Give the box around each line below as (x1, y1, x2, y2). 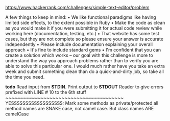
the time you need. (5, 74, 45, 80)
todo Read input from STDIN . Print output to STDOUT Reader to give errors (5, 84, 164, 90)
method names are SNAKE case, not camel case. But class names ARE (5, 106, 154, 111)
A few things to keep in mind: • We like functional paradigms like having (5, 14, 157, 20)
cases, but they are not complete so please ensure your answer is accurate (5, 36, 164, 42)
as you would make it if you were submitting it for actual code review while (5, 25, 162, 31)
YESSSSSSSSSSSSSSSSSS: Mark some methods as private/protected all (5, 100, 159, 106)
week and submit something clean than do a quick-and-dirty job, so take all (5, 68, 164, 75)
